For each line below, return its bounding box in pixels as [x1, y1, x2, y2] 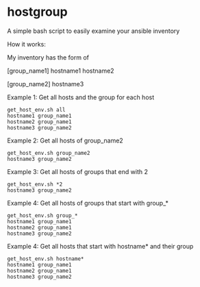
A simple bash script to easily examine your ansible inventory [7, 27, 180, 35]
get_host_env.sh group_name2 [7, 149, 90, 156]
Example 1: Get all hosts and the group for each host [7, 93, 155, 101]
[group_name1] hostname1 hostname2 [7, 66, 114, 75]
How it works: [7, 40, 47, 48]
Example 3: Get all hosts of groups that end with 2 [7, 167, 149, 175]
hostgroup [7, 4, 68, 20]
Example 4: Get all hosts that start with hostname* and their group [7, 242, 194, 250]
